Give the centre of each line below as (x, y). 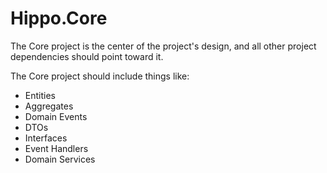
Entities (40, 95)
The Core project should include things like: (100, 76)
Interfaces (46, 138)
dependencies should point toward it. (87, 56)
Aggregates (49, 106)
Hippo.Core (59, 18)
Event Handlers (56, 148)
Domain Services (60, 159)
